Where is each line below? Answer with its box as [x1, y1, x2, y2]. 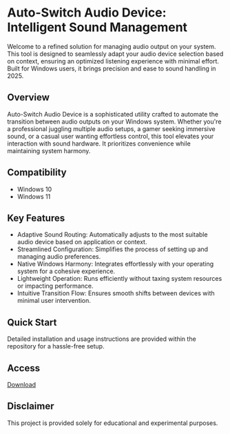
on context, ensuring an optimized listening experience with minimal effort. [7, 57, 219, 65]
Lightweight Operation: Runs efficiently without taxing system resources [17, 275, 222, 283]
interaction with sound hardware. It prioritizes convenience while [7, 139, 191, 148]
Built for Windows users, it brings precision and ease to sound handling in [7, 64, 216, 72]
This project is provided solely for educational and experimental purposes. [7, 419, 218, 427]
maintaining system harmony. [7, 146, 91, 155]
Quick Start [7, 316, 57, 328]
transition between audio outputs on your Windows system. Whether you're [7, 117, 222, 126]
